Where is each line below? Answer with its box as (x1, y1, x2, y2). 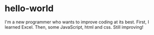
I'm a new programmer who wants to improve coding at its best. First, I (4, 19, 150, 25)
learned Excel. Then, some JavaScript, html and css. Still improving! (4, 24, 144, 30)
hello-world (4, 3, 54, 14)
